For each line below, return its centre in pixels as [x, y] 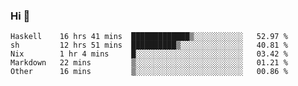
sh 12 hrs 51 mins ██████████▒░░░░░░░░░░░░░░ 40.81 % [149, 45]
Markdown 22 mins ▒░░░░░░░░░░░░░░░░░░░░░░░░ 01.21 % [149, 63]
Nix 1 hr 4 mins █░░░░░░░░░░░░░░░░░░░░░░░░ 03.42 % [149, 54]
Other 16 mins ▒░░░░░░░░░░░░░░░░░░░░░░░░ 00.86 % [149, 72]
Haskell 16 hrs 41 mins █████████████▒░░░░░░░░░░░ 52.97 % [149, 37]
